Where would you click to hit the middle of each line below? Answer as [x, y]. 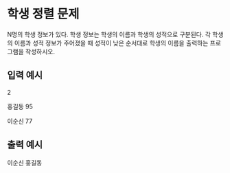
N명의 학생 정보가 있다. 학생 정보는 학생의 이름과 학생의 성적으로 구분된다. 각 [109, 34]
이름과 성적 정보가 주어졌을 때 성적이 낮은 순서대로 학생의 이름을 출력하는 [111, 43]
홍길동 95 [20, 106]
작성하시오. [40, 51]
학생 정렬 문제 [43, 14]
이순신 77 [20, 121]
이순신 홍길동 [25, 163]
